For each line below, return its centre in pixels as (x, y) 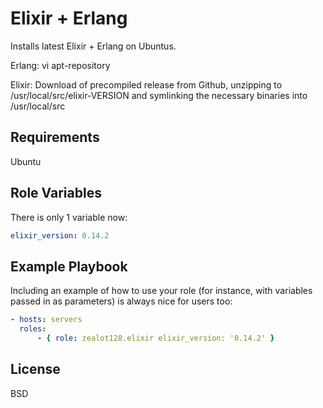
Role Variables (56, 193)
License (35, 369)
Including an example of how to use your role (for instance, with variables (161, 291)
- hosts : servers (46, 320)
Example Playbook (69, 266)
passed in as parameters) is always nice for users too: (121, 301)
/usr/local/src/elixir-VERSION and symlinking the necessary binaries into (159, 95)
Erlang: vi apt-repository (60, 65)
